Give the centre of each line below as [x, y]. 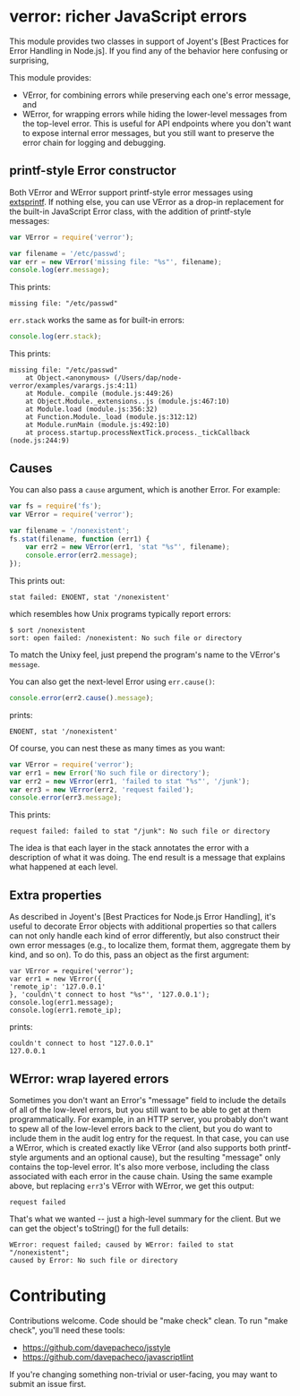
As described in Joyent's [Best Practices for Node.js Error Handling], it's [142, 917]
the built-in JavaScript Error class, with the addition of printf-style [130, 211]
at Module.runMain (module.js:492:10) [98, 425]
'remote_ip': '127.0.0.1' [57, 987]
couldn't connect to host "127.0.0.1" [81, 1044]
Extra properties [56, 895]
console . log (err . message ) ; [60, 270]
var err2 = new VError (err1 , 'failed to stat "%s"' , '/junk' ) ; [130, 781]
